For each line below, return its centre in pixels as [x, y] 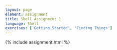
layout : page [19, 10]
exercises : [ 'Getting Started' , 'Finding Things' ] [59, 28]
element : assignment [27, 14]
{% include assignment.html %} [38, 42]
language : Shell [22, 24]
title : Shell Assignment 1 [33, 19]
